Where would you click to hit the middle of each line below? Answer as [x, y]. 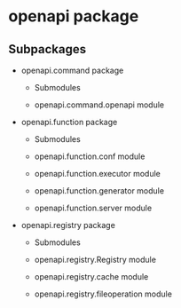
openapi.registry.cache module [91, 276]
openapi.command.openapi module [99, 105]
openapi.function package [69, 122]
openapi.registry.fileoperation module [103, 294]
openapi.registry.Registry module [95, 260]
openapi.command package [72, 70]
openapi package [74, 16]
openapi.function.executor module [97, 174]
